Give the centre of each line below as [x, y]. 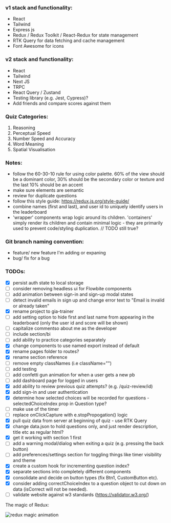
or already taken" [31, 306]
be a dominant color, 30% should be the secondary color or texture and [88, 179]
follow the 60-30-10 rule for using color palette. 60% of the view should [89, 174]
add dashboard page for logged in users [55, 380]
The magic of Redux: [27, 505]
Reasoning [24, 128]
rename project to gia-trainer [43, 311]
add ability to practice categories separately [59, 340]
